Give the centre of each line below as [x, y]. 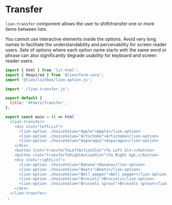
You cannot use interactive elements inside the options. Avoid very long [81, 39]
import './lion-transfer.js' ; [38, 89]
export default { [24, 98]
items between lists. [26, 29]
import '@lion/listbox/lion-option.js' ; [49, 80]
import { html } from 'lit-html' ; [42, 70]
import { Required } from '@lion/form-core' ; [55, 75]
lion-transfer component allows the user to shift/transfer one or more [80, 24]
